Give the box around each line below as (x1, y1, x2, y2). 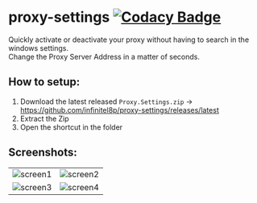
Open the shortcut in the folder (19, 122, 123, 132)
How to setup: (8, 75, 81, 89)
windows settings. (8, 43, 68, 52)
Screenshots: (8, 146, 78, 159)
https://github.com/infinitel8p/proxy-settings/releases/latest (19, 105, 219, 114)
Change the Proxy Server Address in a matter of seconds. (8, 52, 200, 61)
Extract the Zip (19, 114, 70, 123)
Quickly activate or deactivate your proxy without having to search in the (8, 35, 250, 44)
